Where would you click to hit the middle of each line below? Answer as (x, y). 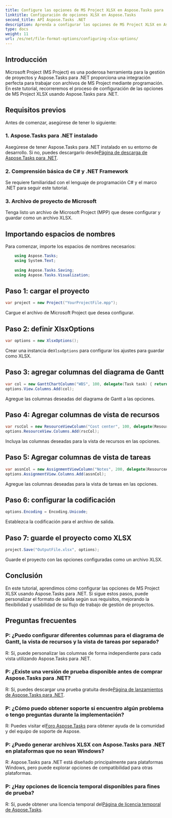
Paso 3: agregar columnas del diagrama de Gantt (85, 372)
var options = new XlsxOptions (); (42, 341)
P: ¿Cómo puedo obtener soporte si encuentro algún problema (84, 708)
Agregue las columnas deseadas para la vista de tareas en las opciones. (82, 484)
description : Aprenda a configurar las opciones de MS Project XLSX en (83, 24)
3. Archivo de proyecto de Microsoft (51, 201)
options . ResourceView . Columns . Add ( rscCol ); (52, 432)
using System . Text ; (35, 261)
